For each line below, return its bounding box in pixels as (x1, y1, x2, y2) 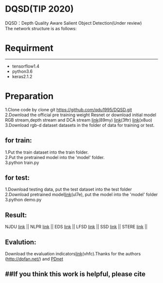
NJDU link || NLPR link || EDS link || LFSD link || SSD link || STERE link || (5, 224, 148, 230)
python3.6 (12, 68, 33, 74)
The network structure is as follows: (5, 25, 77, 31)
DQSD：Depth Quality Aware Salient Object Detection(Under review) (5, 20, 142, 26)
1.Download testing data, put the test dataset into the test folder (5, 186, 132, 193)
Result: (5, 211, 27, 219)
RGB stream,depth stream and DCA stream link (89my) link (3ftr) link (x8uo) (5, 117, 153, 123)
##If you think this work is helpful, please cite (5, 270, 146, 278)
